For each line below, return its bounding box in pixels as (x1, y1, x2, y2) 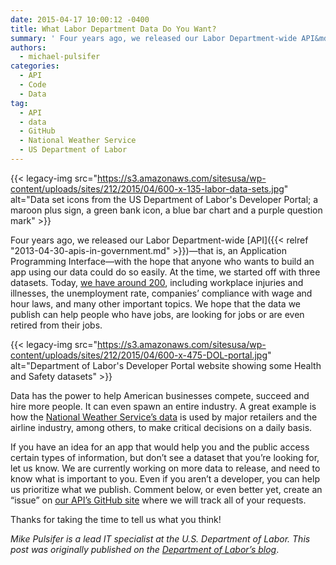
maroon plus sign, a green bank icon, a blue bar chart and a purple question (10, 204, 323, 216)
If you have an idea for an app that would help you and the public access (10, 441, 310, 453)
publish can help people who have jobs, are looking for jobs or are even (10, 308, 305, 320)
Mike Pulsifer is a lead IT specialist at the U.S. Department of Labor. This (10, 532, 311, 545)
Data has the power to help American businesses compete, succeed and (10, 389, 310, 401)
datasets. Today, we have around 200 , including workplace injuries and (10, 276, 304, 288)
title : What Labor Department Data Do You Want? (10, 24, 217, 34)
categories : (10, 61, 60, 71)
